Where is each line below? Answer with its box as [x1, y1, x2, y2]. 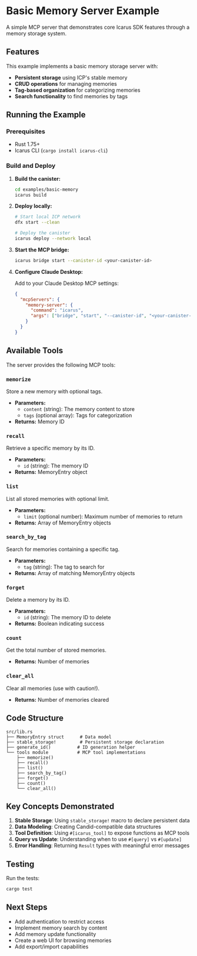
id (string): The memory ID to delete [23, 614, 111, 621]
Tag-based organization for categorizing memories [14, 87, 141, 94]
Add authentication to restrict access [14, 918, 105, 925]
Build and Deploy [6, 162, 56, 170]
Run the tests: [6, 875, 40, 882]
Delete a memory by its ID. [6, 596, 71, 603]
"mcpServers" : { [20, 296, 60, 303]
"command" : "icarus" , [30, 307, 84, 313]
